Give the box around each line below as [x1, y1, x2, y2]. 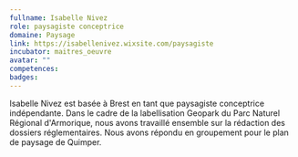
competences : [9, 65, 59, 74]
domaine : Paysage [9, 30, 76, 39]
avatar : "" [9, 56, 51, 65]
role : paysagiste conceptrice [9, 22, 125, 31]
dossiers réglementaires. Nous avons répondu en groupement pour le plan [9, 127, 290, 138]
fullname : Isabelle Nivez [9, 13, 108, 23]
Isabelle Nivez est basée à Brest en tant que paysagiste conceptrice [9, 98, 265, 109]
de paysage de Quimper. [9, 136, 102, 147]
